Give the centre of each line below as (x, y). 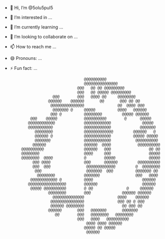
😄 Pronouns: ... (26, 58)
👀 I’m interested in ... (31, 17)
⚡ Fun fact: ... (23, 68)
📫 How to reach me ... (33, 47)
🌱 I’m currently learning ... (36, 27)
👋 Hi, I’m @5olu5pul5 (31, 8)
